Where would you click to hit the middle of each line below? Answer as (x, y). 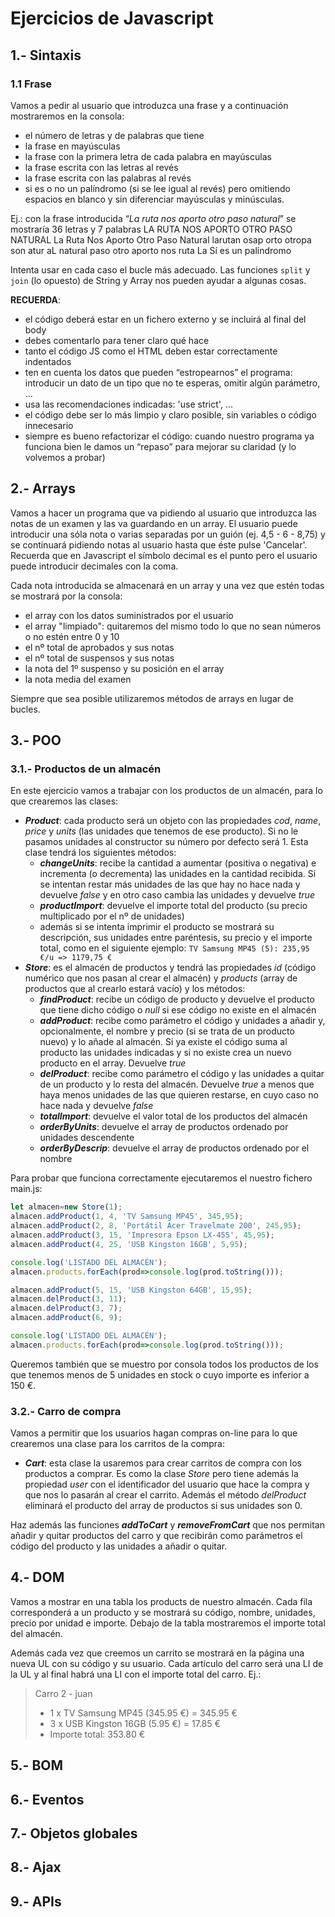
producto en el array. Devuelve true (113, 1063)
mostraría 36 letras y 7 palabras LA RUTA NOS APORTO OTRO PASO (151, 229)
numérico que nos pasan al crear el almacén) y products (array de (161, 978)
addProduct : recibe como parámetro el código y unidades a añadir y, (182, 1021)
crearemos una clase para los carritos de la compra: (117, 1444)
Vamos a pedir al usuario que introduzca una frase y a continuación (149, 105)
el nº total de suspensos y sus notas (99, 658)
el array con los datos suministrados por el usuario (129, 615)
